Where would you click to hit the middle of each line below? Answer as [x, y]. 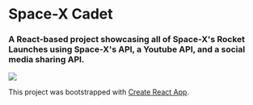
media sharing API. [46, 60]
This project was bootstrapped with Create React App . [99, 92]
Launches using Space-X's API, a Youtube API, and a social [127, 49]
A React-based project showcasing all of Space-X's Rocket [126, 40]
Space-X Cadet [61, 14]
